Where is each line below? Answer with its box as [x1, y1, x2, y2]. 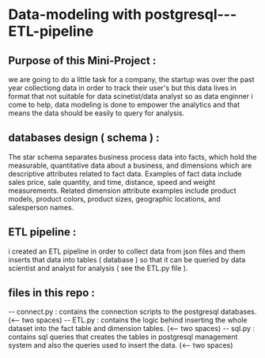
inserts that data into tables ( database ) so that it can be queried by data [8, 254, 246, 264]
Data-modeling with [8, 6, 142, 24]
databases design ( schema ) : [8, 131, 160, 145]
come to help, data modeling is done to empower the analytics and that [8, 100, 240, 109]
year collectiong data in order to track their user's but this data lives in [8, 83, 237, 92]
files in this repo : [8, 286, 95, 300]
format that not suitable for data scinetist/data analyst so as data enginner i [8, 92, 253, 100]
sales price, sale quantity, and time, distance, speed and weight [8, 177, 216, 187]
